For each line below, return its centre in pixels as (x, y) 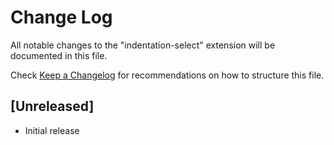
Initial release (52, 130)
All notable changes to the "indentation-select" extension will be (143, 45)
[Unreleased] (52, 106)
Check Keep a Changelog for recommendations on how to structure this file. (167, 75)
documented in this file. (59, 55)
